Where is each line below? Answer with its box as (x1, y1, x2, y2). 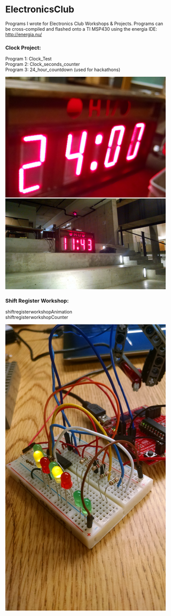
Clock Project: (5, 44, 41, 51)
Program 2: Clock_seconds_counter (5, 61, 80, 67)
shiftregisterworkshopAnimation (5, 309, 72, 315)
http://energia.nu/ (5, 31, 42, 37)
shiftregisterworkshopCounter (5, 314, 69, 321)
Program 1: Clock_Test (5, 56, 52, 62)
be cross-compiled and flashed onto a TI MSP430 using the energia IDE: (5, 26, 157, 32)
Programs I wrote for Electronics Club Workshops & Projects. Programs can (5, 20, 163, 27)
